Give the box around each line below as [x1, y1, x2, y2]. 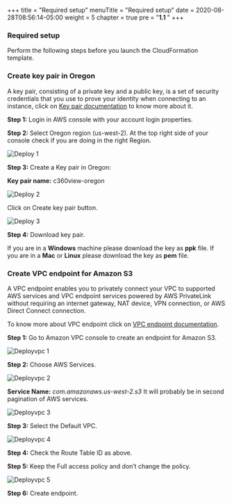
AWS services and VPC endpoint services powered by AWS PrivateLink [7, 291, 212, 300]
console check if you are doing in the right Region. [7, 136, 151, 145]
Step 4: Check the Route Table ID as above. [7, 448, 133, 457]
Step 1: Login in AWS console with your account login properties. [7, 115, 193, 124]
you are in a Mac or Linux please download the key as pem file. [7, 251, 190, 259]
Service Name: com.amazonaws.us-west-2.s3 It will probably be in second [7, 387, 224, 396]
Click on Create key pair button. [7, 203, 99, 211]
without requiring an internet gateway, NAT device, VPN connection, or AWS [7, 299, 226, 307]
